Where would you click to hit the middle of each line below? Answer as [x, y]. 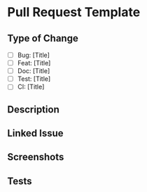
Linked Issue [36, 133]
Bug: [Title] [34, 55]
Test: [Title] [34, 79]
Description [33, 109]
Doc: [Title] [34, 71]
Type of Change [43, 38]
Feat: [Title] [34, 63]
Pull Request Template [74, 12]
